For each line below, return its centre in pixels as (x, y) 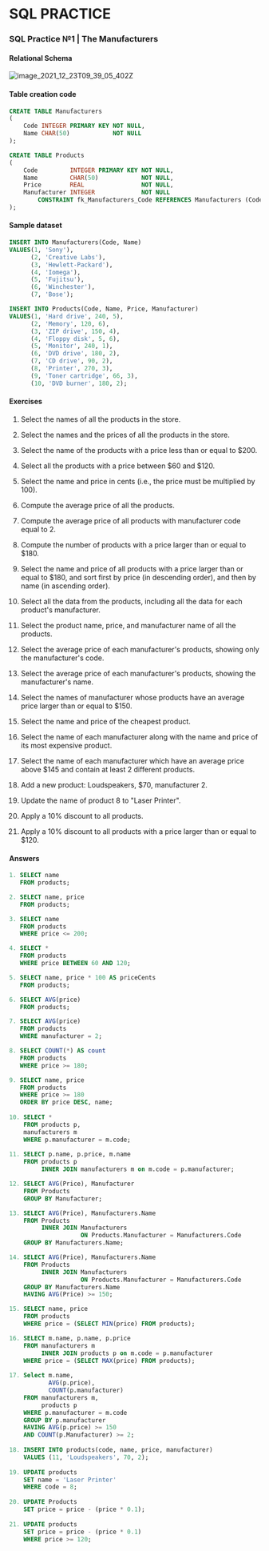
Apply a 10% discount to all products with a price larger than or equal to (138, 831)
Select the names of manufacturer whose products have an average (133, 697)
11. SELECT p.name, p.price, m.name (70, 1154)
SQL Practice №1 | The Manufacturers (84, 39)
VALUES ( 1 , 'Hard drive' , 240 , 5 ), (67, 316)
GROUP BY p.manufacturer (65, 1420)
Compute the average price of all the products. (97, 505)
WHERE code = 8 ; (51, 1487)
